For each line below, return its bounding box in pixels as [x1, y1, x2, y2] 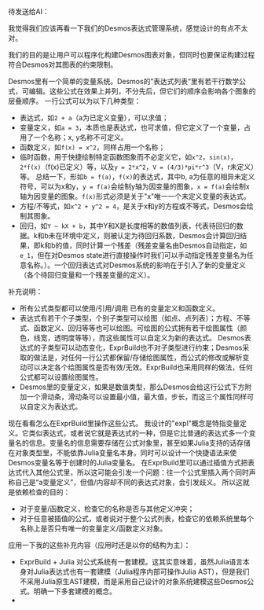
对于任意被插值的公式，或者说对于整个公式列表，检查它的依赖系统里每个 [19, 514, 254, 523]
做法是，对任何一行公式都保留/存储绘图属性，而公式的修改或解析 [33, 353, 243, 362]
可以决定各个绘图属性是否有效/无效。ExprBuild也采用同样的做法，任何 [26, 362, 253, 372]
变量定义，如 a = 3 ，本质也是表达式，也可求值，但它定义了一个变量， [19, 123, 244, 132]
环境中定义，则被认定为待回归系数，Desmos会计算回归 [62, 231, 240, 240]
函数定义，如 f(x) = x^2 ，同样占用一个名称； [19, 142, 166, 152]
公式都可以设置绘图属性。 [19, 373, 103, 381]
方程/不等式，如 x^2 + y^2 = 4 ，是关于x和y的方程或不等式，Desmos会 [19, 201, 247, 211]
